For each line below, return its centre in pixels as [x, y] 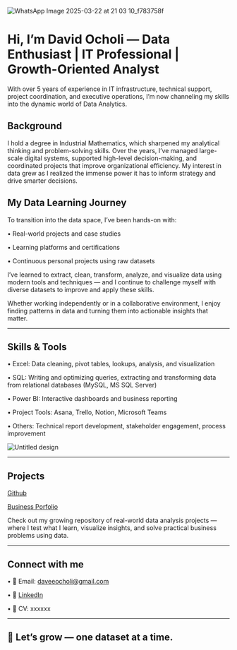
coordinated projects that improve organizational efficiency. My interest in [115, 165]
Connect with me [46, 564]
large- [208, 150]
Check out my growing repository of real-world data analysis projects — [112, 520]
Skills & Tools [37, 347]
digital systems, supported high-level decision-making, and [111, 158]
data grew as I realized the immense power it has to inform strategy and [112, 173]
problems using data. [38, 536]
